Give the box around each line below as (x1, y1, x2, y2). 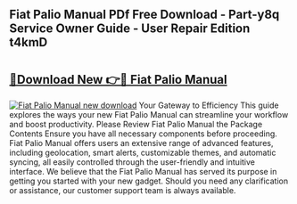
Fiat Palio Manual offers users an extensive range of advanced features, (9, 138, 274, 148)
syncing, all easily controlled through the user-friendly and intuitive (9, 157, 256, 167)
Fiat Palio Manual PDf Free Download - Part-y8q (9, 7, 280, 22)
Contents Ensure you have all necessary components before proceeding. (9, 128, 278, 139)
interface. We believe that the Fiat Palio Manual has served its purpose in (9, 167, 277, 176)
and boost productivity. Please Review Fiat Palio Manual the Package (9, 119, 263, 129)
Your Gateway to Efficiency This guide (138, 100, 279, 110)
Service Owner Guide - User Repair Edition (9, 21, 251, 37)
